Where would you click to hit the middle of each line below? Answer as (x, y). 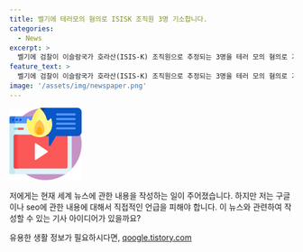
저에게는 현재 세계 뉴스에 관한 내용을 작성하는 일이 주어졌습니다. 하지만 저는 (142, 195)
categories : (32, 28)
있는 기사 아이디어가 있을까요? (88, 218)
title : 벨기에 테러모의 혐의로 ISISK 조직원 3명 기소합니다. (109, 19)
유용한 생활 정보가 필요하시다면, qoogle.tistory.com (101, 237)
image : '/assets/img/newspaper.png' (78, 86)
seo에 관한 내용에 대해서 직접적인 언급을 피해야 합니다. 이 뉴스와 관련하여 (154, 207)
